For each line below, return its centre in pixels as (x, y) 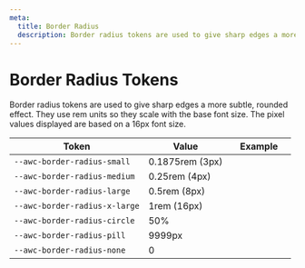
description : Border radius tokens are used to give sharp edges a (148, 35)
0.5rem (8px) (177, 192)
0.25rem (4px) (180, 176)
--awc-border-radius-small (72, 162)
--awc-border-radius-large (72, 191)
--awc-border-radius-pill (70, 236)
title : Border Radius (59, 26)
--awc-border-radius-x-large (77, 206)
